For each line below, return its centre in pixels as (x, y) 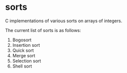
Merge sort (24, 55)
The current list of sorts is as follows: (43, 30)
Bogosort (22, 40)
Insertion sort (26, 45)
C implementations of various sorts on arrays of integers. (64, 21)
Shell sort (22, 66)
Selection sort (27, 61)
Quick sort (23, 50)
